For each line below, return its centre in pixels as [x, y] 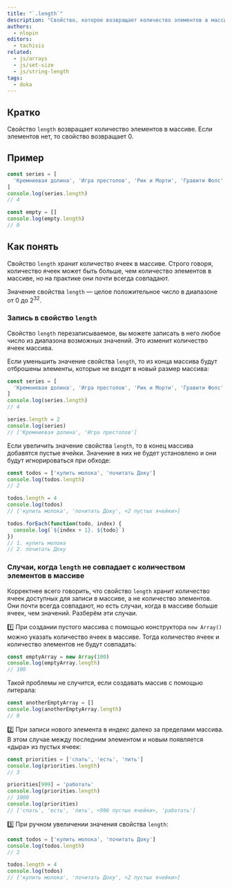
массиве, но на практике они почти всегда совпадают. [88, 278]
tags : [15, 78]
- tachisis [29, 46]
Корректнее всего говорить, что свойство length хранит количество [109, 591]
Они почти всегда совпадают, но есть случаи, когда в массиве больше [113, 606]
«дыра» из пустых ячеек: [44, 746]
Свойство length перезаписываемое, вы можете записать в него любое [114, 333]
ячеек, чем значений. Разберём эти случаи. [72, 613]
